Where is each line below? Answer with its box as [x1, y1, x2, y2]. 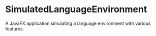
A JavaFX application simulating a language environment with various [5, 20, 151, 26]
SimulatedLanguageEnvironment [5, 4, 147, 15]
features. [5, 25, 24, 31]
